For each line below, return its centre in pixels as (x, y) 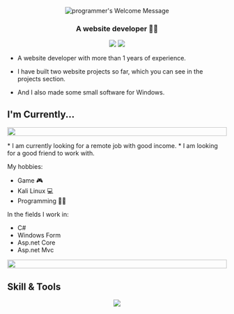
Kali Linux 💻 (35, 191)
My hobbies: (25, 167)
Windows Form (39, 235)
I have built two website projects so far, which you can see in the (110, 72)
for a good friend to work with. (51, 154)
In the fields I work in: (38, 215)
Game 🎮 (30, 181)
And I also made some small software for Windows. (91, 92)
